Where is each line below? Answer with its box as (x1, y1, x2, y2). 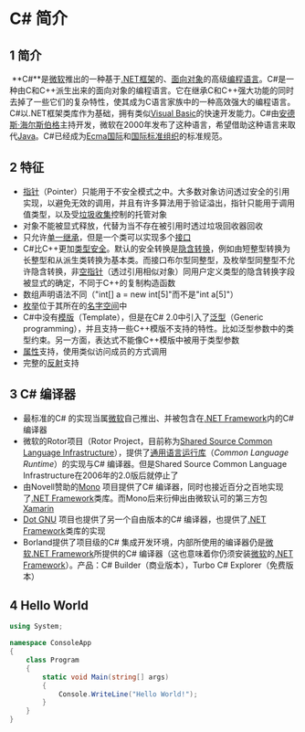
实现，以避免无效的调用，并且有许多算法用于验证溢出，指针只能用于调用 (22, 197, 295, 208)
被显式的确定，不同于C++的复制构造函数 (22, 277, 176, 288)
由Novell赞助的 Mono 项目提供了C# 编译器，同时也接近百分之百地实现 (22, 481, 284, 492)
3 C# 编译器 (9, 387, 76, 402)
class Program (26, 655, 79, 665)
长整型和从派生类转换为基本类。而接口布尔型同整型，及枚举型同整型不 (22, 254, 288, 265)
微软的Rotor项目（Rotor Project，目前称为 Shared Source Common (22, 435, 273, 446)
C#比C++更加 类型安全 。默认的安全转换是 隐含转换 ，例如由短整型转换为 (22, 243, 290, 254)
